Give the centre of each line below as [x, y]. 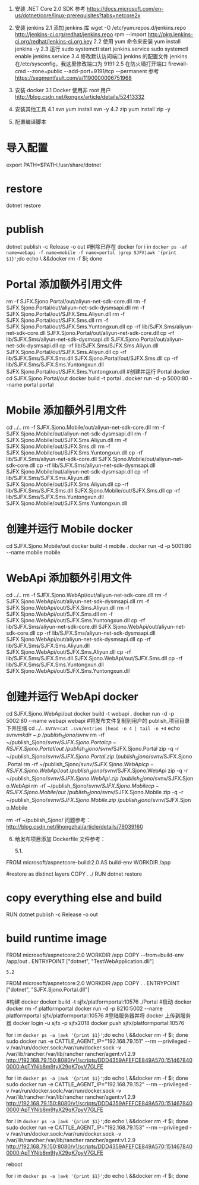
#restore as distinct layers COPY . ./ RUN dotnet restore [74, 874]
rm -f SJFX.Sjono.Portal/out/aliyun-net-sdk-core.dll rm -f [76, 301]
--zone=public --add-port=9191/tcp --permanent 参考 [93, 71]
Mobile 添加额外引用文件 [66, 410]
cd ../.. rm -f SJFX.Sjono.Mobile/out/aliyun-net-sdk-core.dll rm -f [86, 427]
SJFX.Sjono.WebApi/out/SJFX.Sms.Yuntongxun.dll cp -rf [76, 620]
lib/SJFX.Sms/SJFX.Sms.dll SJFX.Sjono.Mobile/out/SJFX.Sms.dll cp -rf [93, 490]
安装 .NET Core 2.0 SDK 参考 [50, 9]
